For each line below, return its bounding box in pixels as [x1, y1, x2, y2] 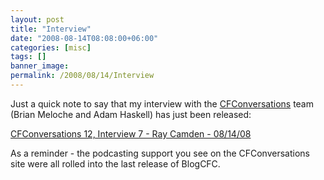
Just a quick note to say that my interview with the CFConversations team [10, 97, 314, 110]
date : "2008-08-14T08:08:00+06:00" [10, 33, 159, 43]
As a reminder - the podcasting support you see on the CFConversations [10, 147, 310, 159]
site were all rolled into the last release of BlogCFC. [10, 157, 221, 170]
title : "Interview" [10, 24, 92, 34]
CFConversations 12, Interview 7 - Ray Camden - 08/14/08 [10, 127, 252, 140]
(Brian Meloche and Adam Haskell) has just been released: [10, 108, 252, 120]
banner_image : [10, 61, 70, 71]
